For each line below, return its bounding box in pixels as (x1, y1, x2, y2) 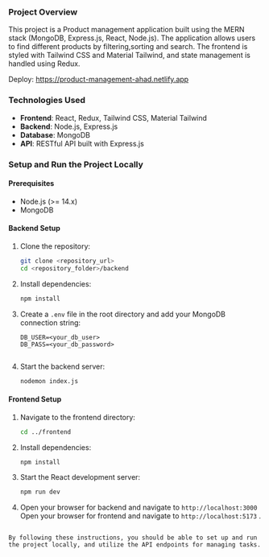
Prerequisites (8, 179, 55, 188)
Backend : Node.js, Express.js (19, 122, 118, 131)
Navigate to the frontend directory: (19, 412, 135, 422)
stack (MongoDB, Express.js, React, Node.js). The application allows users (8, 33, 256, 43)
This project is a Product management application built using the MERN (8, 25, 245, 35)
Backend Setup (8, 224, 60, 233)
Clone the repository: (19, 241, 91, 251)
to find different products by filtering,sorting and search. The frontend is (8, 42, 248, 52)
